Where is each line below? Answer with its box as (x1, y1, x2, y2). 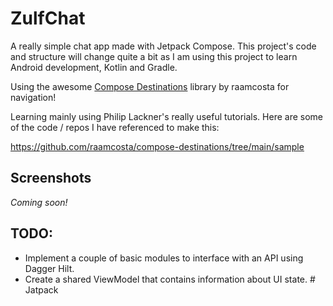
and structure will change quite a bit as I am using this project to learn (10, 50, 298, 62)
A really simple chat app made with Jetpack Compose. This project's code (10, 40, 317, 52)
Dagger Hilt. (24, 262, 75, 274)
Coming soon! (10, 196, 68, 208)
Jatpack (24, 283, 59, 296)
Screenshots (10, 170, 92, 187)
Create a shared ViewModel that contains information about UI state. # (24, 273, 316, 285)
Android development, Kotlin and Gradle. (10, 61, 178, 73)
